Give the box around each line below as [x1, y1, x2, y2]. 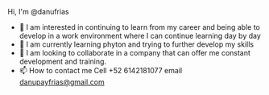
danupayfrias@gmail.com [19, 77, 106, 87]
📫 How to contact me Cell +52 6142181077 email [19, 66, 183, 75]
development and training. [19, 56, 106, 66]
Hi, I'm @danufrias [7, 7, 69, 16]
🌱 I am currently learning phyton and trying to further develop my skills [19, 39, 255, 49]
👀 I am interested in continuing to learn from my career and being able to [19, 23, 261, 31]
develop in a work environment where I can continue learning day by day [19, 31, 261, 40]
